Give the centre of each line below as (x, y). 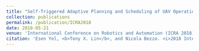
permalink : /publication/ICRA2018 (49, 22)
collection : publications (38, 17)
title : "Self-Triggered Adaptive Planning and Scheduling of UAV (88, 11)
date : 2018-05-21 (28, 28)
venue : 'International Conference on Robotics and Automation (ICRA (92, 33)
